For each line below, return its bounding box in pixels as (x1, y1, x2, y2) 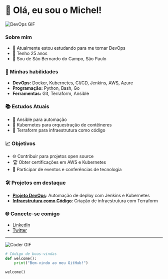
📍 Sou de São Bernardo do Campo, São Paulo (12, 56, 106, 62)
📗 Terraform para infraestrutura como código (12, 127, 106, 133)
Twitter (12, 227, 27, 233)
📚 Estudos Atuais (5, 103, 49, 110)
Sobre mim (5, 34, 32, 41)
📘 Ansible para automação (12, 116, 67, 122)
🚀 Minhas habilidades (5, 68, 58, 75)
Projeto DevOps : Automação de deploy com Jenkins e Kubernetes (12, 193, 150, 199)
